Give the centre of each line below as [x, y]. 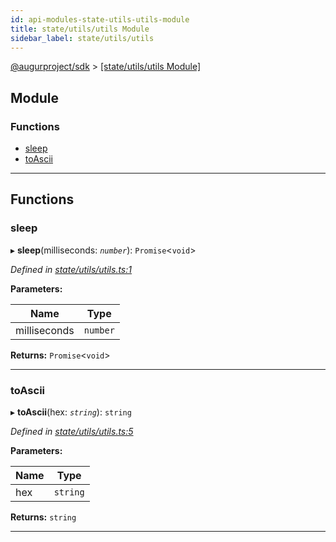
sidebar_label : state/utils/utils [82, 38]
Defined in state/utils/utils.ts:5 [72, 432]
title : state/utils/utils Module [80, 29]
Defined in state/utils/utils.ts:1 [71, 269]
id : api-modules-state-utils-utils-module [100, 19]
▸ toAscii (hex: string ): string [71, 412]
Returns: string [43, 517]
